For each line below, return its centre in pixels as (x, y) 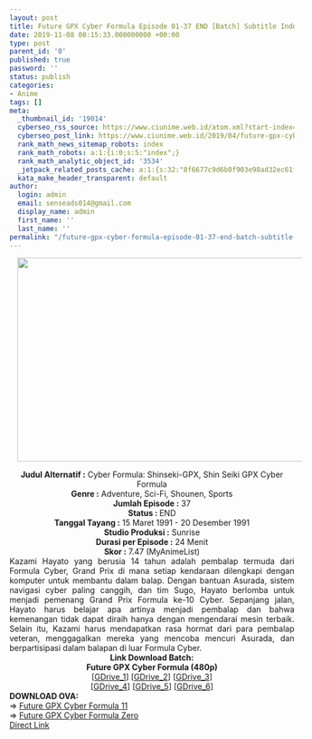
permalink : (30, 237)
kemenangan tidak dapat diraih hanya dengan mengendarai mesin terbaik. (152, 619)
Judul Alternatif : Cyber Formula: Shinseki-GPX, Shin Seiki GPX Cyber (152, 475)
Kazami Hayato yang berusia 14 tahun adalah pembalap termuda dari (152, 561)
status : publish (40, 77)
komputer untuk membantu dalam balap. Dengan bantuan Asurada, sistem (152, 580)
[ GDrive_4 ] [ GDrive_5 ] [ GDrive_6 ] (152, 686)
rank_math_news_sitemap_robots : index (91, 144)
